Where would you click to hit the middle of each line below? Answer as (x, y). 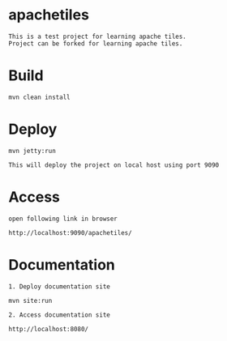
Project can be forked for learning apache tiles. (96, 43)
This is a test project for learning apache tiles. (97, 36)
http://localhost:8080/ (49, 329)
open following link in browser (63, 219)
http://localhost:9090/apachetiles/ (70, 232)
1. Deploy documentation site (60, 286)
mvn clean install (39, 97)
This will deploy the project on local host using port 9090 (114, 165)
